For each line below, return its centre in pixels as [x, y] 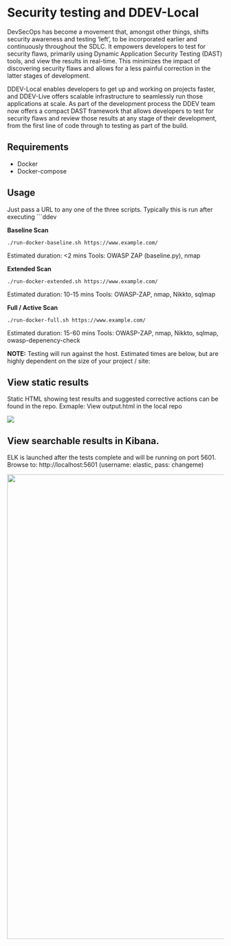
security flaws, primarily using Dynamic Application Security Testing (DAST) [115, 54]
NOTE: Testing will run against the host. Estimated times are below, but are [113, 353]
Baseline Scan [28, 230]
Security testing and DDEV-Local [103, 13]
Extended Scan [29, 269]
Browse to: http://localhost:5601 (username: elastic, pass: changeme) [106, 465]
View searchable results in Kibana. [83, 441]
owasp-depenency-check [44, 340]
